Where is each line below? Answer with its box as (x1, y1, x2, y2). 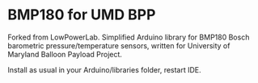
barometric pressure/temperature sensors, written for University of (7, 40, 231, 50)
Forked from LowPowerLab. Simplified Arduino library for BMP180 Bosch (7, 32, 250, 42)
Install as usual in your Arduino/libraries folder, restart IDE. (7, 64, 201, 74)
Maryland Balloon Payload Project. (7, 49, 123, 59)
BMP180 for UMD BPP (7, 6, 156, 24)
